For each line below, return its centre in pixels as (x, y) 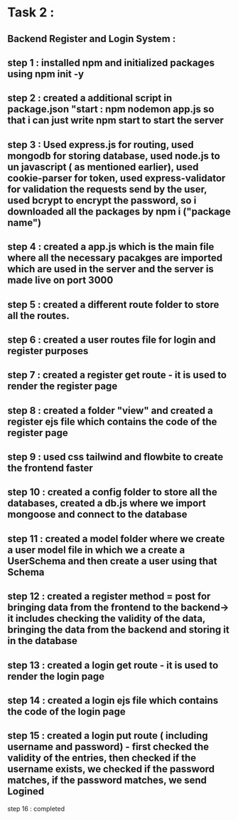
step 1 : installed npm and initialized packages (111, 62)
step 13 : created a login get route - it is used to (113, 665)
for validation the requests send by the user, (107, 189)
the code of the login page (66, 712)
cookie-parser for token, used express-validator (117, 178)
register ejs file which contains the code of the (112, 421)
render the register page (63, 386)
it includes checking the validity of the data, (107, 619)
